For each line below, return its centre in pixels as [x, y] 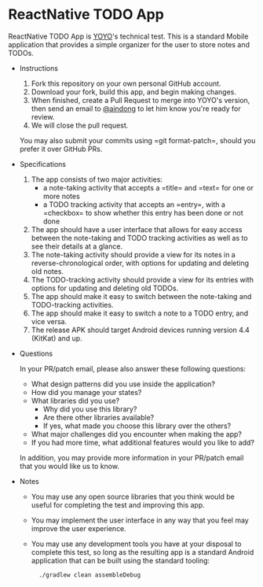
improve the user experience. [79, 528]
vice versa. [49, 321]
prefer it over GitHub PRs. [61, 149]
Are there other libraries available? [99, 417]
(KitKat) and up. [57, 338]
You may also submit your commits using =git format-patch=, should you [137, 140]
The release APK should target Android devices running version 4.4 [140, 330]
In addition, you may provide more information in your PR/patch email [131, 457]
